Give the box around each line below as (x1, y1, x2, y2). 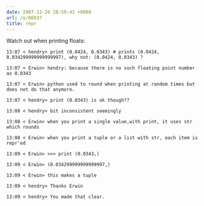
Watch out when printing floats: (6, 37, 86, 45)
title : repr (6, 20, 37, 26)
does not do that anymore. (6, 86, 75, 93)
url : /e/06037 (6, 15, 43, 21)
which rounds (6, 124, 40, 131)
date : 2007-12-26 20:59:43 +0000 (6, 9, 92, 15)
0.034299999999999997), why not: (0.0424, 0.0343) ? (6, 55, 144, 61)
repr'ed (6, 140, 26, 147)
